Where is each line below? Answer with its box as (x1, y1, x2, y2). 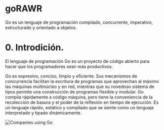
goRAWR (5, 3, 42, 14)
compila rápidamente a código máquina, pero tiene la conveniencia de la (5, 94, 153, 100)
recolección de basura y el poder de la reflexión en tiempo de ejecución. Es (5, 99, 159, 105)
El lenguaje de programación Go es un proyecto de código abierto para (5, 58, 150, 64)
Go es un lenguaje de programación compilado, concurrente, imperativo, (5, 19, 153, 25)
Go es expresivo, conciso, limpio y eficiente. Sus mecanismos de (5, 73, 137, 79)
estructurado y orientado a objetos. (5, 24, 77, 30)
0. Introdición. (5, 42, 64, 53)
